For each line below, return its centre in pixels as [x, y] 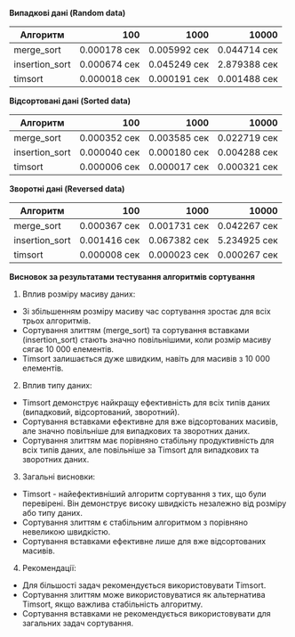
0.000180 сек [179, 152]
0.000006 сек [110, 167]
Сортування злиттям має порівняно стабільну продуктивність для [148, 441]
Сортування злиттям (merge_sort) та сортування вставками [136, 330]
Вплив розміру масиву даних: [79, 294]
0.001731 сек [179, 226]
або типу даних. [52, 513]
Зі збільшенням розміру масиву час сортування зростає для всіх [146, 311]
